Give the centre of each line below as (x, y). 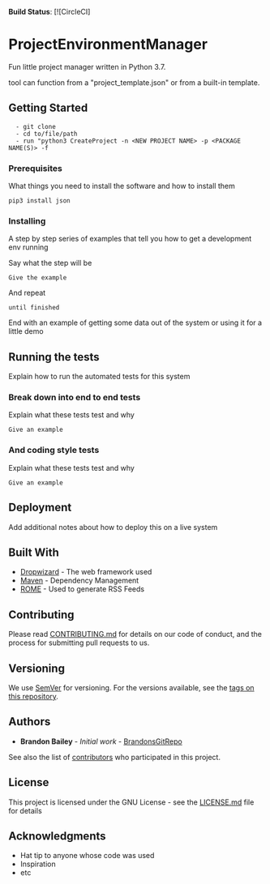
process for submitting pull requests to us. (79, 643)
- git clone (36, 126)
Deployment (40, 508)
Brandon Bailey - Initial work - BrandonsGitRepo (101, 741)
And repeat (27, 293)
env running (28, 247)
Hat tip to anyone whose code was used (87, 856)
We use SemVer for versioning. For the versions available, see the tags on (131, 688)
